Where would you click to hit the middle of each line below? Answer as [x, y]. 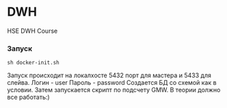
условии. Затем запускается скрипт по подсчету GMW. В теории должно [114, 90]
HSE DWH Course [32, 31]
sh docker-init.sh [33, 63]
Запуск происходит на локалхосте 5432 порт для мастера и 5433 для [109, 75]
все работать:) [28, 97]
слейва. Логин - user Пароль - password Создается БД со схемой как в [112, 83]
